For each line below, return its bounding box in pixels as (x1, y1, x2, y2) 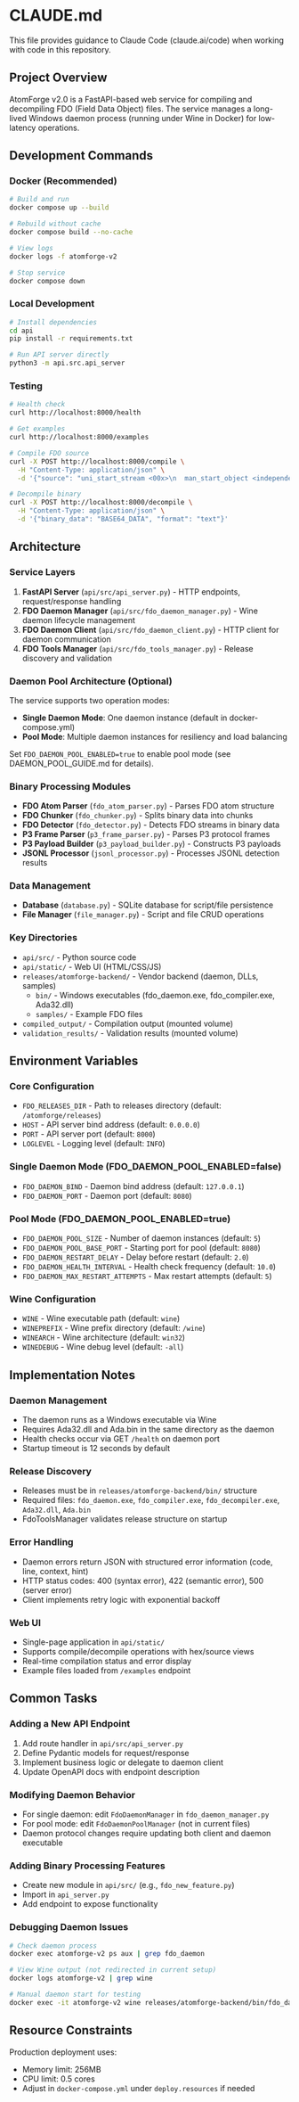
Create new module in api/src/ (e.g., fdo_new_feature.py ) (21, 1880, 235, 1891)
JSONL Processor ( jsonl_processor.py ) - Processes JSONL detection (21, 848, 280, 858)
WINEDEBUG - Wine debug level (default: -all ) (21, 1342, 184, 1352)
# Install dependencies (9, 317, 98, 326)
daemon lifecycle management (21, 614, 136, 625)
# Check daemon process (9, 1941, 98, 1950)
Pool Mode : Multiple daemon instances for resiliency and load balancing (21, 731, 287, 742)
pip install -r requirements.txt (9, 334, 133, 343)
